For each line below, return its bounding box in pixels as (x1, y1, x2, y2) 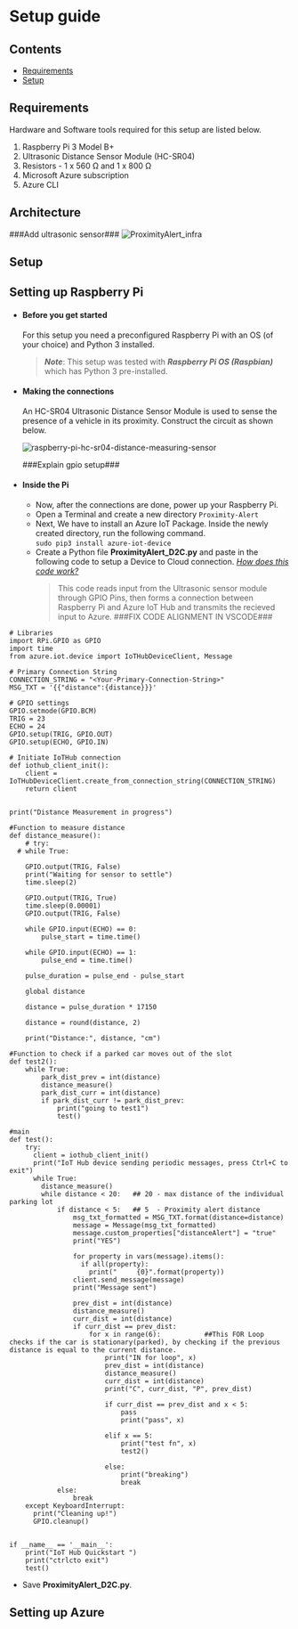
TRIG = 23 (9, 714, 46, 723)
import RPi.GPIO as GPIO (9, 637, 101, 646)
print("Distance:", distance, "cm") (25, 1034, 162, 1043)
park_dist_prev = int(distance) (41, 1073, 162, 1082)
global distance (25, 987, 86, 997)
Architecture (9, 205, 82, 220)
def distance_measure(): (9, 831, 101, 841)
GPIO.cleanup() (32, 1517, 90, 1527)
